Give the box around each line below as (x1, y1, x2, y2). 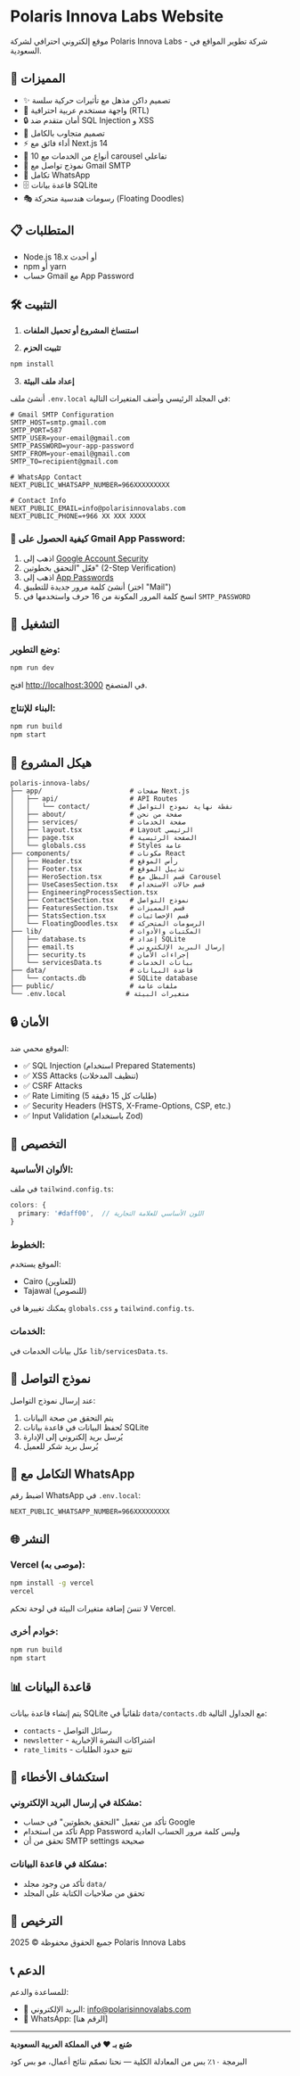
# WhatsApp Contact (10, 473, 83, 482)
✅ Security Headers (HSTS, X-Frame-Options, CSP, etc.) (22, 1100, 231, 1111)
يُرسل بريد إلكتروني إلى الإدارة (22, 1431, 124, 1442)
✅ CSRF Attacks (22, 1080, 83, 1091)
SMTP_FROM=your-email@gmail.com (10, 449, 130, 458)
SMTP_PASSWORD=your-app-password (10, 441, 134, 451)
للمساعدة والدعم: (10, 1987, 69, 1998)
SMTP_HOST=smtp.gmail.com (10, 418, 106, 427)
